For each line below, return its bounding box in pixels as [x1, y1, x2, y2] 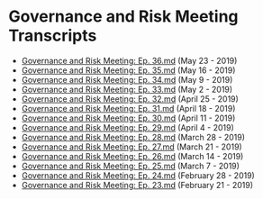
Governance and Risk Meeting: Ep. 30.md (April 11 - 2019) [21, 113, 236, 123]
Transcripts [8, 25, 97, 46]
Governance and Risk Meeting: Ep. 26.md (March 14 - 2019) [21, 150, 244, 161]
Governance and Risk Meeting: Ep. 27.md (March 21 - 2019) [21, 141, 242, 152]
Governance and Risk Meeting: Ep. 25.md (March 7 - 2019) [21, 160, 240, 171]
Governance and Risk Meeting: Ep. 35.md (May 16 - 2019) [21, 65, 236, 76]
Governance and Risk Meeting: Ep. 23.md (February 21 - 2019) [21, 179, 254, 190]
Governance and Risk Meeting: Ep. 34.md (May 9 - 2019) [21, 74, 233, 85]
